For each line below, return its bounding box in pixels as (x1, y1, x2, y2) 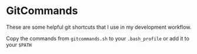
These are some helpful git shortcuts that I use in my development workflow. (6, 23, 192, 31)
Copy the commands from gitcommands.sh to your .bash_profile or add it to (6, 35, 190, 42)
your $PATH (6, 41, 32, 48)
